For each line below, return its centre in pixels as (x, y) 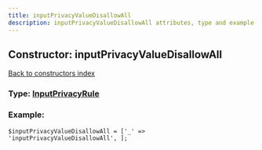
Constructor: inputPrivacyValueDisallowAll (115, 55)
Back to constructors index (52, 73)
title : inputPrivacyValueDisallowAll (70, 15)
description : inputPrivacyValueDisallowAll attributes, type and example (131, 23)
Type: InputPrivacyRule (54, 93)
